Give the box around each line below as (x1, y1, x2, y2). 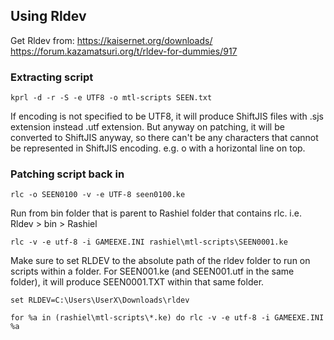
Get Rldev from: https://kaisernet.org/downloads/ (10, 34, 213, 46)
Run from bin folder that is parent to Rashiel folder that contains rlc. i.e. (10, 207, 302, 219)
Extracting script (10, 70, 94, 84)
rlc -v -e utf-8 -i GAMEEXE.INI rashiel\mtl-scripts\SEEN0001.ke (10, 237, 288, 248)
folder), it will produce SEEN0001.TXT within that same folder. (10, 276, 265, 288)
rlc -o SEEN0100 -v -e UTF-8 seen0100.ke (10, 190, 186, 200)
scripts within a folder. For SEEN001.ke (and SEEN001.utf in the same (10, 265, 295, 278)
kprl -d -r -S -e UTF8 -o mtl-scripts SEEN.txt (10, 93, 213, 103)
